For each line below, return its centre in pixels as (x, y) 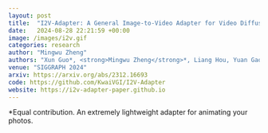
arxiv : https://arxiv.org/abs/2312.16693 (78, 75)
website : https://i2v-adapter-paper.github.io (87, 90)
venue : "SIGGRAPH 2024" (48, 68)
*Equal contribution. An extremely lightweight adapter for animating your (128, 112)
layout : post (30, 16)
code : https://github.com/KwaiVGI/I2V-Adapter (87, 82)
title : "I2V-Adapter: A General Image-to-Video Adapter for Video (123, 23)
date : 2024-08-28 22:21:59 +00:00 (69, 30)
